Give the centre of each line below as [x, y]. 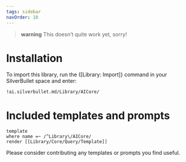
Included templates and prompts [88, 115]
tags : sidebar [24, 12]
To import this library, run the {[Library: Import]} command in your [87, 74]
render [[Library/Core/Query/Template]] [57, 142]
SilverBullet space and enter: [42, 81]
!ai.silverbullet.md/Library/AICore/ [53, 92]
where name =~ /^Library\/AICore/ [49, 137]
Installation [34, 58]
